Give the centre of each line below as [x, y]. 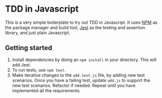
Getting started [29, 48]
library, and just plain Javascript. [38, 33]
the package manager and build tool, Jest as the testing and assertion [75, 27]
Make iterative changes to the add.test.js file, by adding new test [78, 75]
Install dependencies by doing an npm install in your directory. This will [84, 60]
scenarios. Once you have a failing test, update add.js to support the [81, 80]
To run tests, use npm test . [39, 70]
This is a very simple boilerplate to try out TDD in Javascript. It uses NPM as [81, 22]
